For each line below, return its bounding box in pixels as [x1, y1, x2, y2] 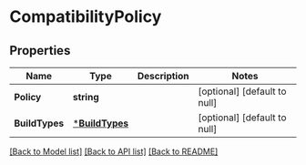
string [72, 91, 100, 103]
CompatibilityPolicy [9, 6, 162, 27]
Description [137, 70, 189, 82]
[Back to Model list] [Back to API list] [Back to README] [9, 146, 219, 157]
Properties [9, 43, 71, 58]
